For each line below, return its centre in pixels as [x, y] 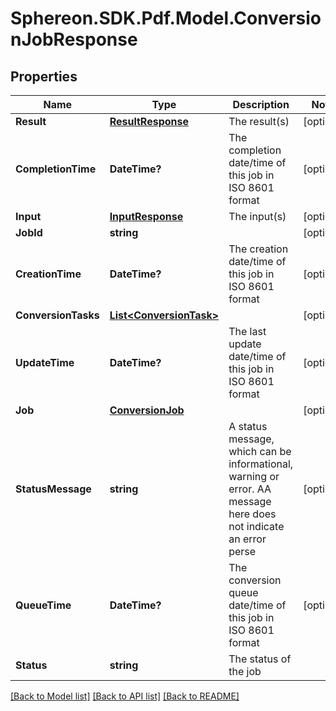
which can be [260, 451]
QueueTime [43, 605]
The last [247, 331]
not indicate [256, 526]
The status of [260, 659]
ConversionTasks [57, 315]
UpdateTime [45, 362]
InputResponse [146, 216]
